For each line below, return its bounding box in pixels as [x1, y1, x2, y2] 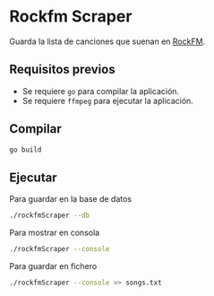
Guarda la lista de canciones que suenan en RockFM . [9, 36, 206, 47]
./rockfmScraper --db [9, 211, 90, 221]
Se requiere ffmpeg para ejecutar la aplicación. [21, 95, 194, 106]
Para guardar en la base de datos [9, 194, 133, 205]
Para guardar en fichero [9, 261, 98, 271]
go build [9, 145, 42, 154]
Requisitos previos [9, 62, 116, 77]
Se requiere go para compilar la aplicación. [21, 85, 180, 96]
